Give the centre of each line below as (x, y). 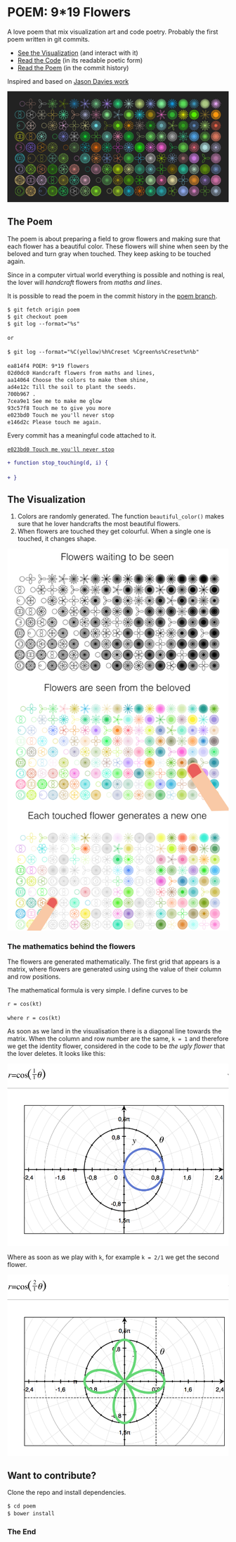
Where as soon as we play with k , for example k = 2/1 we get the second (113, 1257)
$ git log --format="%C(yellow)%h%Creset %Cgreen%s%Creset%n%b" (103, 352)
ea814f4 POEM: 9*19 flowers (48, 366)
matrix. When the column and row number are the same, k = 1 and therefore (118, 1039)
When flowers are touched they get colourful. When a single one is (114, 531)
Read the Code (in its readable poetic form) (80, 60)
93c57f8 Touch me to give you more (59, 408)
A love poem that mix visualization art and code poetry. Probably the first (113, 32)
